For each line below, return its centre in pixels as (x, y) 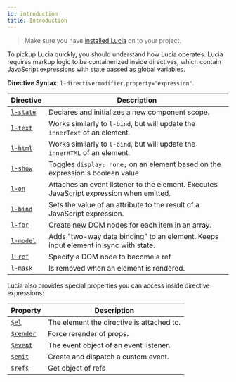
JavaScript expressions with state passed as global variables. (97, 69)
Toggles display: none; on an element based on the (135, 164)
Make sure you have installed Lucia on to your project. (103, 40)
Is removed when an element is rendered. (117, 268)
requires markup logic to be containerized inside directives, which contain (114, 61)
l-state (24, 112)
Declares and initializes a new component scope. (129, 112)
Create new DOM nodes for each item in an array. (130, 225)
